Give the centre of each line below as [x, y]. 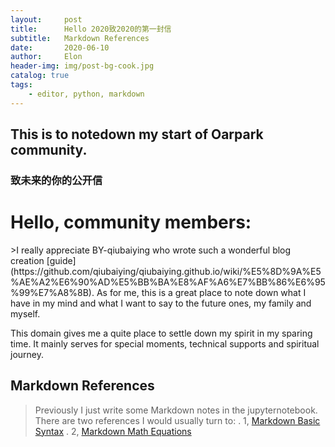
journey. [27, 354]
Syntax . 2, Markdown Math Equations [113, 431]
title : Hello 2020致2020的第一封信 [91, 29]
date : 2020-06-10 [60, 47]
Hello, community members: [131, 222]
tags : [21, 85]
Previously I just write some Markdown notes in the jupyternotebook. [176, 410]
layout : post [46, 19]
